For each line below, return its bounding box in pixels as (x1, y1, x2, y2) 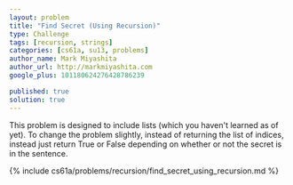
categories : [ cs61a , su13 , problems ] (9, 46, 149, 55)
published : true (9, 86, 69, 96)
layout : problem (9, 12, 69, 22)
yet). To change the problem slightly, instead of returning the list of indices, (9, 129, 284, 140)
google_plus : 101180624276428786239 (9, 71, 145, 80)
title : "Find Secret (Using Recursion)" (9, 21, 162, 30)
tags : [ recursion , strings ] (9, 37, 114, 47)
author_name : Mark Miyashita (9, 54, 117, 63)
